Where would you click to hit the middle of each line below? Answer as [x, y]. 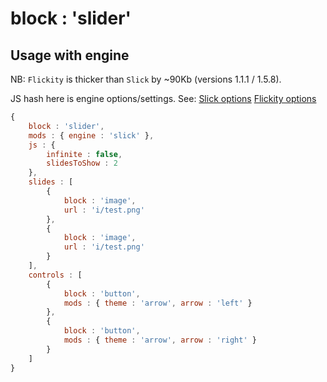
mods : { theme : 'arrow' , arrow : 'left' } [158, 303]
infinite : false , [84, 154]
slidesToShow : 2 [82, 163]
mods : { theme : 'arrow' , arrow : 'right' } [160, 340]
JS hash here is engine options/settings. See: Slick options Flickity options [163, 98]
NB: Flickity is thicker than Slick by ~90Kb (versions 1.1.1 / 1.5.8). [146, 79]
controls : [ [55, 275]
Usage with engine [70, 55]
